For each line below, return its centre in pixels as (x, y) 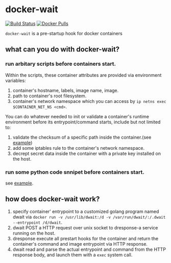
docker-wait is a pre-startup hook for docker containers (64, 33)
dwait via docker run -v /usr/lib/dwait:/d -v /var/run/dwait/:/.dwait (89, 217)
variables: (16, 81)
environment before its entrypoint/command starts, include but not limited (83, 122)
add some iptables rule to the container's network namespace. (79, 148)
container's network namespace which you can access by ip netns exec (89, 101)
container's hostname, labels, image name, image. (66, 90)
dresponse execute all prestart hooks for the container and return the (86, 239)
